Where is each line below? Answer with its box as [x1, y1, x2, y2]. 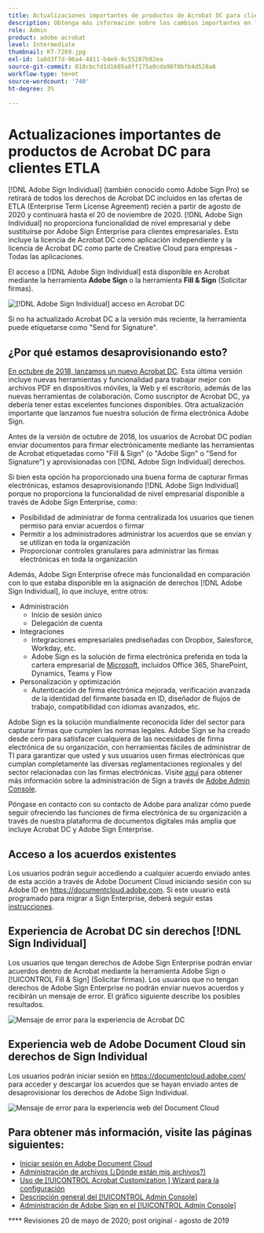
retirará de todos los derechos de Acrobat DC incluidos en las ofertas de [8, 194, 243, 203]
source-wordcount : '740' [8, 77, 90, 85]
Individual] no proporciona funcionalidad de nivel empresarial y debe [8, 218, 231, 228]
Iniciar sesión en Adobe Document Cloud [19, 1159, 153, 1168]
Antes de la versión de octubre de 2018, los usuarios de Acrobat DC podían [8, 432, 252, 442]
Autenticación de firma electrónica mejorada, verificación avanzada [31, 686, 251, 695]
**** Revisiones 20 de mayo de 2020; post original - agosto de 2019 [8, 1216, 229, 1225]
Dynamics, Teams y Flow [31, 668, 112, 678]
